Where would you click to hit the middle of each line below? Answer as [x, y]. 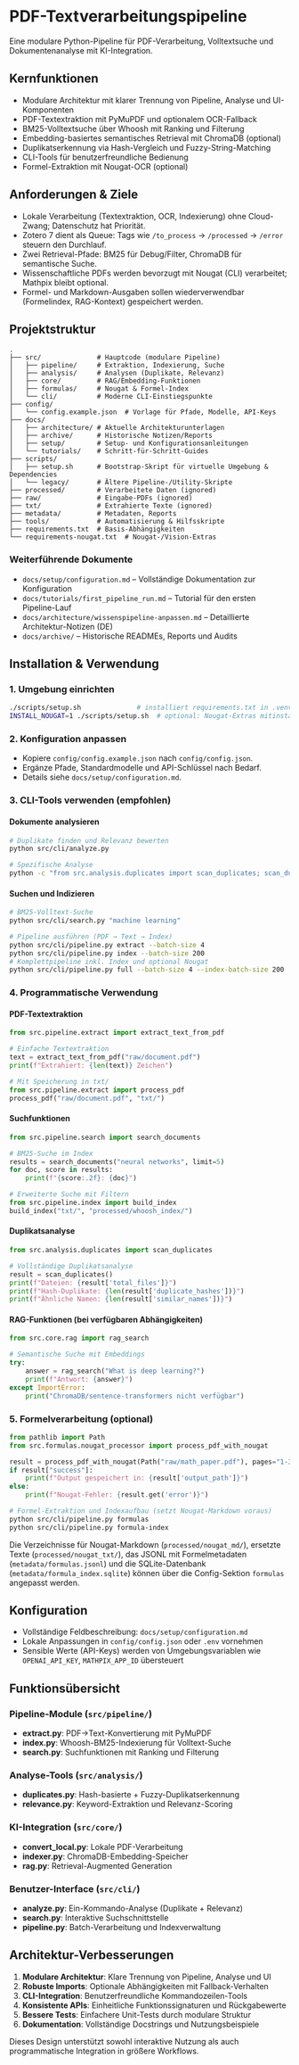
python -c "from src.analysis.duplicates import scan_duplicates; [135, 873]
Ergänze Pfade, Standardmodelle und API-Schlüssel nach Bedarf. [142, 768]
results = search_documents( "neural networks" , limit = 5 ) [117, 1161]
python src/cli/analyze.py [59, 849]
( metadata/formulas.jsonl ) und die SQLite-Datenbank [108, 1564]
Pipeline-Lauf [47, 607]
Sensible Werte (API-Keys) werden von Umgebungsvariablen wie [141, 1651]
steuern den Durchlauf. [64, 244]
